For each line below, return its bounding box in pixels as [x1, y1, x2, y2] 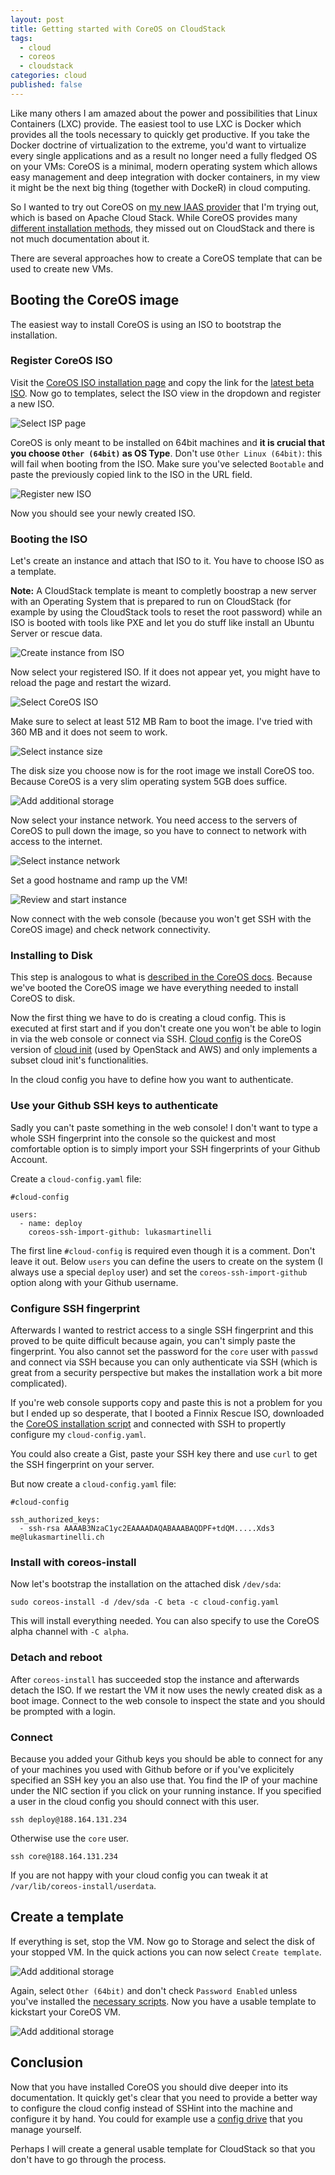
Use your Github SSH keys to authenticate [10, 1099, 219, 1113]
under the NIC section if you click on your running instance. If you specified [10, 1784, 322, 1796]
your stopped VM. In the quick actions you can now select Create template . [10, 1946, 322, 1958]
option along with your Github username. [10, 1276, 179, 1288]
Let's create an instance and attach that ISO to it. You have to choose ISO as [10, 555, 325, 567]
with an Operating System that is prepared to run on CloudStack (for [10, 596, 292, 608]
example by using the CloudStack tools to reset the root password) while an [10, 606, 323, 618]
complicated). [10, 1377, 68, 1390]
